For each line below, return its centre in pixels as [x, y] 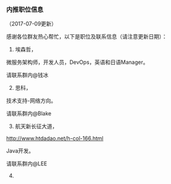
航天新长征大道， [36, 126]
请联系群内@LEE [27, 163]
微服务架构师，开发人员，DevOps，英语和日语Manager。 [77, 62]
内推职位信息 [25, 9]
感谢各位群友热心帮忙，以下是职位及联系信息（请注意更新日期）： [87, 37]
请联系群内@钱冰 [27, 75]
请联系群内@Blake [29, 113]
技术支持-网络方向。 [31, 101]
